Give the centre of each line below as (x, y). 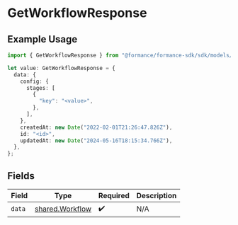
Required (114, 195)
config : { (35, 81)
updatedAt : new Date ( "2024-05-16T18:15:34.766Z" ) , (96, 140)
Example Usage (42, 39)
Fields (21, 176)
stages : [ (40, 88)
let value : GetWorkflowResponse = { (61, 68)
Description (157, 195)
